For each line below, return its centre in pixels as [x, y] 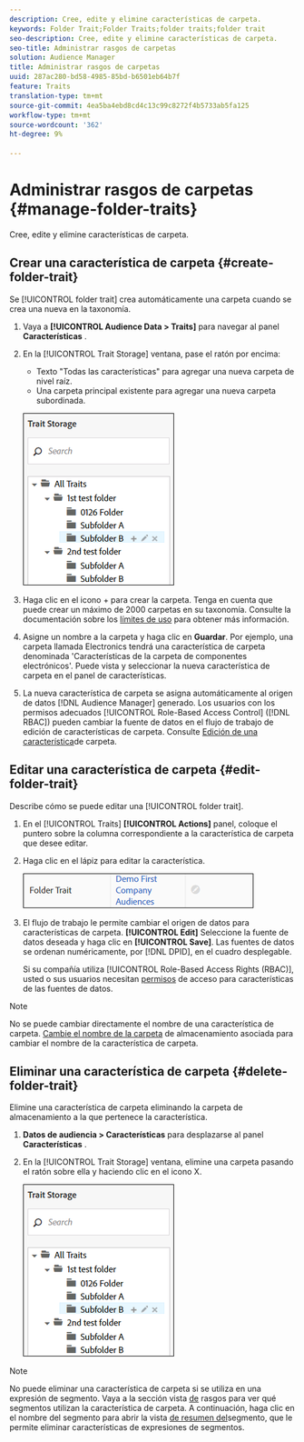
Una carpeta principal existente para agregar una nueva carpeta [156, 390]
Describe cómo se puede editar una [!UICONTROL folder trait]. [127, 806]
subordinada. [61, 400]
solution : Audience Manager [63, 58]
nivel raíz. [54, 381]
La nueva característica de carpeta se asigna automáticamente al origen [157, 693]
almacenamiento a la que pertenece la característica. [108, 1117]
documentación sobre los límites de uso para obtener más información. [156, 619]
